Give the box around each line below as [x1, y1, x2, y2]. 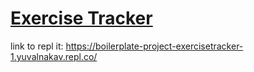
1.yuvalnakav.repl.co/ [10, 50, 98, 62]
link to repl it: [10, 40, 64, 52]
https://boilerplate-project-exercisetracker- [65, 40, 244, 52]
